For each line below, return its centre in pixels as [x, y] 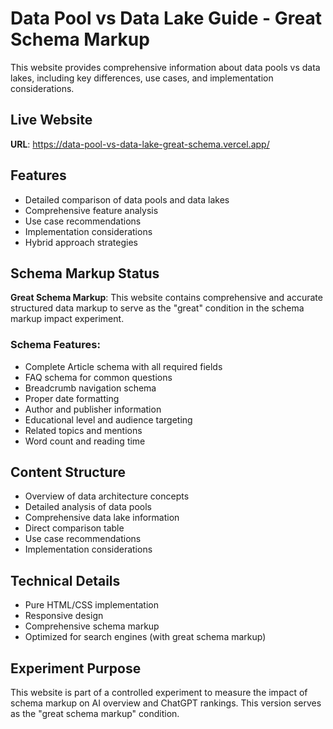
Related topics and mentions [83, 430]
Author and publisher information [93, 409]
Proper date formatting [72, 398]
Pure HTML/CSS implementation [91, 605]
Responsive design [64, 616]
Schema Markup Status [85, 273]
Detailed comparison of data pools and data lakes [127, 199]
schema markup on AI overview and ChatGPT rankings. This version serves [166, 703]
